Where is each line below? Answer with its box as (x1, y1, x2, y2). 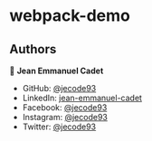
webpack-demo (9, 5, 131, 26)
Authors (9, 42, 57, 57)
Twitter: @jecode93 (22, 121, 97, 132)
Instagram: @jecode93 (22, 112, 109, 122)
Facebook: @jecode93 (22, 102, 108, 113)
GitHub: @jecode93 (22, 83, 97, 93)
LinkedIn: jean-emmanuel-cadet (22, 92, 143, 103)
